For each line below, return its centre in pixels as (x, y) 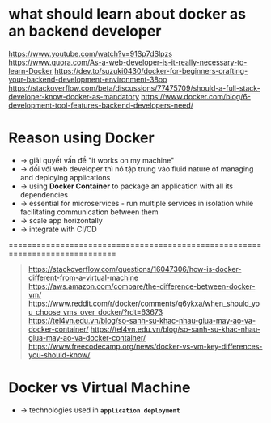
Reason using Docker (82, 138)
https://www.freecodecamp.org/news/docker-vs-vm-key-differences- (145, 346)
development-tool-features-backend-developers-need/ (101, 105)
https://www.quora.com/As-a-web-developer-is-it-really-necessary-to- (128, 62)
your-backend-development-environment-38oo (88, 79)
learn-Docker (31, 70)
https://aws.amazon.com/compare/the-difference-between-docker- (142, 286)
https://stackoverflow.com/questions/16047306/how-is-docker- (135, 269)
